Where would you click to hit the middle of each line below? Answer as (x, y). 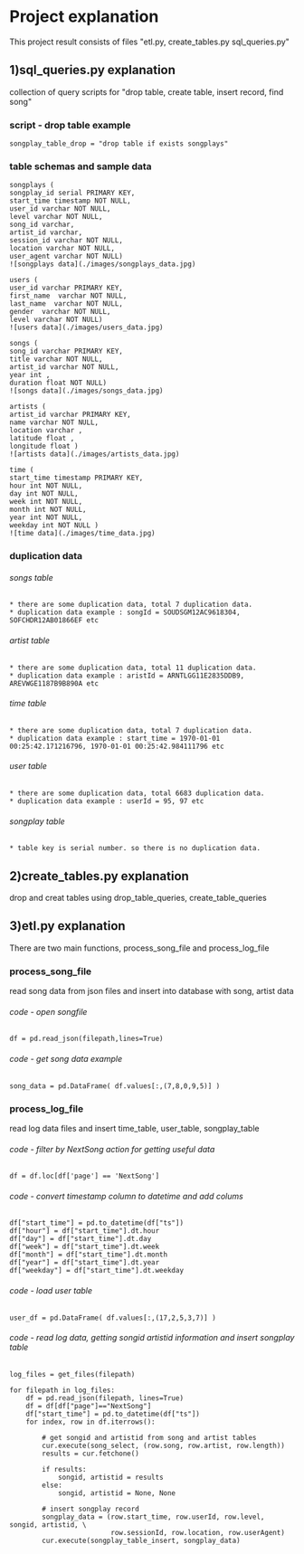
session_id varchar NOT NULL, (66, 241)
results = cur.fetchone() (91, 1454)
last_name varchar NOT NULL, (66, 304)
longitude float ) (44, 446)
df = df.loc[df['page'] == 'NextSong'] (85, 1176)
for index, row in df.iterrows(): (90, 1422)
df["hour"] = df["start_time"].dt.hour (85, 1231)
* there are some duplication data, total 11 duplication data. (133, 668)
